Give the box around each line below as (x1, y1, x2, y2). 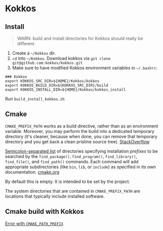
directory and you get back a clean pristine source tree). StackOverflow (5, 138, 150, 145)
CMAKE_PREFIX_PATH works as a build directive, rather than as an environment (5, 123, 158, 129)
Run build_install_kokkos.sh (5, 96, 65, 102)
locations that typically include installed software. (5, 193, 105, 199)
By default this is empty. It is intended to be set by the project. (5, 179, 131, 184)
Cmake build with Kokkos (5, 207, 84, 216)
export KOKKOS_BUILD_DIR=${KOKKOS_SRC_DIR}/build (5, 83, 109, 88)
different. (17, 41, 36, 47)
